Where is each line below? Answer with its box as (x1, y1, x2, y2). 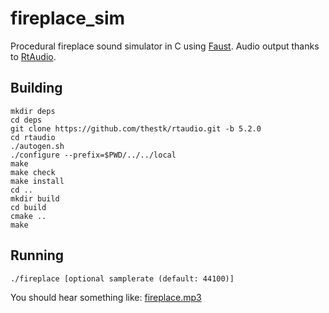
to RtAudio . (10, 50, 57, 62)
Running (10, 247, 65, 264)
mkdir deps (10, 106, 56, 116)
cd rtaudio (10, 132, 56, 142)
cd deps (10, 115, 43, 125)
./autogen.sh (10, 141, 65, 151)
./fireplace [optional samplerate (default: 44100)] (10, 273, 235, 284)
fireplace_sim (10, 7, 126, 30)
